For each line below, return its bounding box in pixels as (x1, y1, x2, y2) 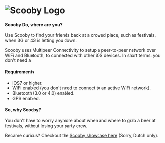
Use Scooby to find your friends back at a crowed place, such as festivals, (5, 32, 156, 38)
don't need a (5, 57, 31, 63)
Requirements (5, 69, 35, 75)
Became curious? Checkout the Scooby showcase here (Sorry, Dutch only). (5, 132, 159, 138)
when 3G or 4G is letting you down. (5, 37, 77, 44)
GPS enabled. (12, 95, 40, 101)
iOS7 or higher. (12, 80, 43, 86)
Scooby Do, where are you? (5, 21, 63, 27)
